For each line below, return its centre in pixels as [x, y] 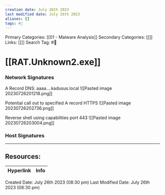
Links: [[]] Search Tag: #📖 [31, 43]
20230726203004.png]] [30, 122]
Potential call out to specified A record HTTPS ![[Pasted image [68, 103]
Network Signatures [30, 77]
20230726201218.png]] [29, 93]
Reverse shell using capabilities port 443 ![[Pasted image [63, 118]
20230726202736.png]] [29, 108]
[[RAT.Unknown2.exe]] [53, 62]
